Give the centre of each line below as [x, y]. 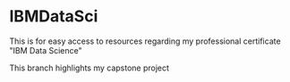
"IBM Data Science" [46, 50]
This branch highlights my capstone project [90, 68]
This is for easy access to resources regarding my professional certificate [145, 41]
